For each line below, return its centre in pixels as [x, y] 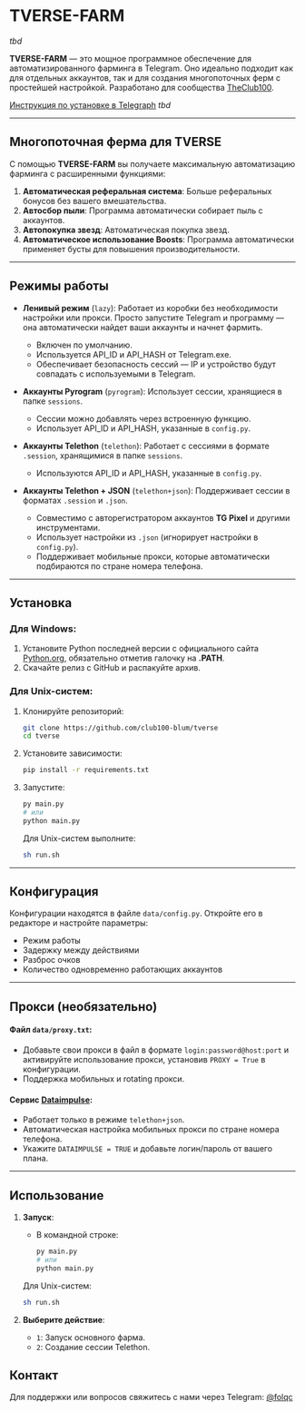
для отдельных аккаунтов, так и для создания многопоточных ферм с [145, 77]
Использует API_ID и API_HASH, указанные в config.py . [143, 428]
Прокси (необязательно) [84, 1007]
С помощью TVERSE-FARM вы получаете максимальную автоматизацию [152, 163]
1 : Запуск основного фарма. [91, 1337]
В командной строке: [77, 1235]
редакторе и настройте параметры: [79, 923]
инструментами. [68, 527]
